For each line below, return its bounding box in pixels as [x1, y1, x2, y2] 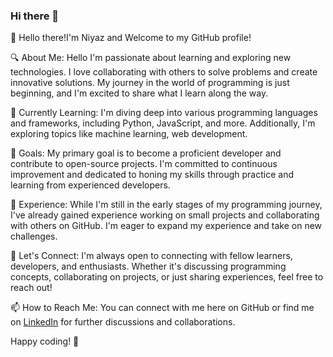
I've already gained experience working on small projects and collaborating [10, 209, 320, 221]
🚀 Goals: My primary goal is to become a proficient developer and [10, 147, 282, 159]
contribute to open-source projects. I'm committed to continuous [10, 158, 278, 170]
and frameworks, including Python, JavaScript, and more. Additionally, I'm [10, 117, 316, 129]
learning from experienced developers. [10, 179, 171, 191]
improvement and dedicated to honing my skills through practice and [10, 169, 294, 181]
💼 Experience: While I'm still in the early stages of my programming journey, [10, 199, 323, 211]
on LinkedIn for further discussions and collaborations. [10, 316, 236, 328]
